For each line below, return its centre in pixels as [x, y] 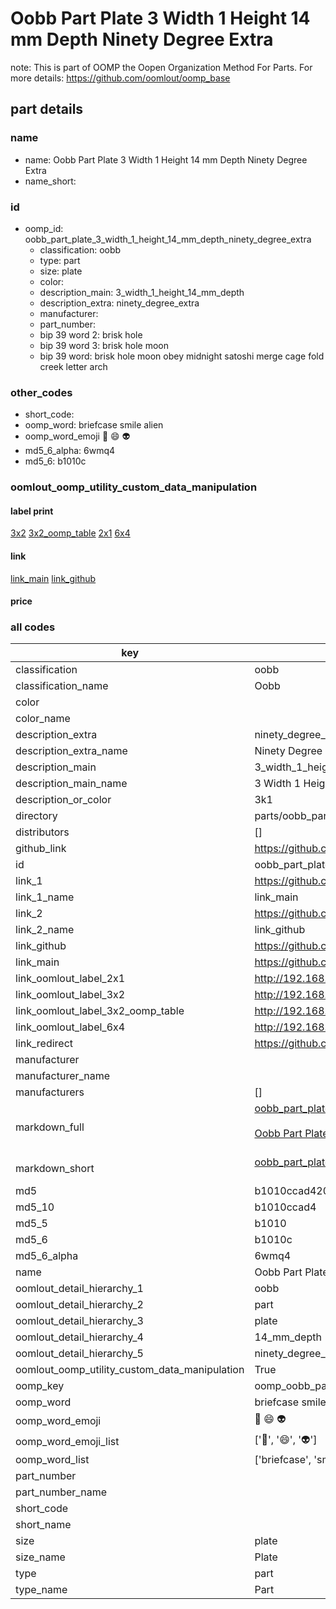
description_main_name [71, 784]
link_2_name [45, 930]
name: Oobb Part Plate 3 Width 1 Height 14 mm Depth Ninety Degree [166, 159]
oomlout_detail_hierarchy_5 [79, 1354]
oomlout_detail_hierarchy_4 [79, 1337]
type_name [41, 1590]
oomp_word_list [52, 1460]
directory [36, 816]
